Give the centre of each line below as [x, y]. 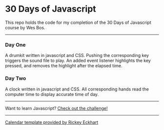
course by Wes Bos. [25, 27]
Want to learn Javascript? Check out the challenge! [57, 108]
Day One [15, 45]
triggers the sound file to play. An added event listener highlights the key [78, 61]
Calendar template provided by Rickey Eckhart [52, 122]
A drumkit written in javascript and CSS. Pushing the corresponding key [77, 56]
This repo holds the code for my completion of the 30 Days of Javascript [78, 22]
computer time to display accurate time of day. [52, 94]
